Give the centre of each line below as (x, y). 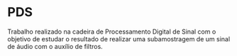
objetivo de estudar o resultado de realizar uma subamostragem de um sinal (119, 38)
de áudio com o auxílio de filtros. (55, 46)
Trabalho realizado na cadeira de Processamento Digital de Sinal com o (112, 31)
